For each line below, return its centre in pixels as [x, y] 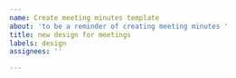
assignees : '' [36, 52]
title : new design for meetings [70, 34]
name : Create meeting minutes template [85, 18]
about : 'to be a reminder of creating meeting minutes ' [119, 26]
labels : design [38, 43]
